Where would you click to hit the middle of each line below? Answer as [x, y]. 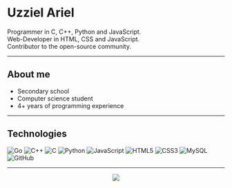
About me [29, 75]
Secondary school [43, 91]
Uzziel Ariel [41, 13]
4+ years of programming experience [70, 105]
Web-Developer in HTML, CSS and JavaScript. [74, 39]
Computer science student [55, 98]
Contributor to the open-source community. [69, 46]
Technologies [37, 134]
